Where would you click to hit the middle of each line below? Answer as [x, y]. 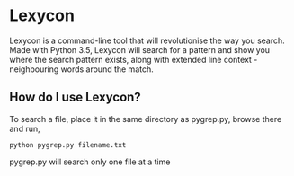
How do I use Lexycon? [75, 97]
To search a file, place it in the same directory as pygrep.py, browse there [146, 119]
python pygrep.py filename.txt [68, 145]
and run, [25, 128]
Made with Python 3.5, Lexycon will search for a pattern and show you [140, 49]
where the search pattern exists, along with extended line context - [134, 59]
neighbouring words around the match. [82, 69]
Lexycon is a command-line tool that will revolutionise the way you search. [147, 40]
